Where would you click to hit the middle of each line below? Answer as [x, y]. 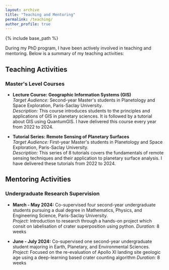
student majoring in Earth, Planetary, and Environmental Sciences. [81, 247]
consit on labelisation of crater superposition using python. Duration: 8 [86, 226]
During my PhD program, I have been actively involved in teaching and [78, 48]
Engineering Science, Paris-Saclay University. [60, 215]
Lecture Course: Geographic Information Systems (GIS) [72, 94]
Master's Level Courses [35, 84]
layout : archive [22, 10]
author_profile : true [28, 24]
